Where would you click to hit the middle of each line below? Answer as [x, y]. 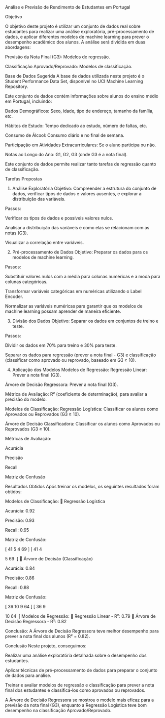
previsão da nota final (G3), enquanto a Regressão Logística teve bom [76, 705]
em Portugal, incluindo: [29, 101]
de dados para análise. [28, 676]
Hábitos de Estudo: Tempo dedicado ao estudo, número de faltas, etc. [76, 126]
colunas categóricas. [26, 282]
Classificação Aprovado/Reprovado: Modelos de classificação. [69, 66]
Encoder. [14, 296]
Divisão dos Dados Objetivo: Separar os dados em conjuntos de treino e [85, 321]
